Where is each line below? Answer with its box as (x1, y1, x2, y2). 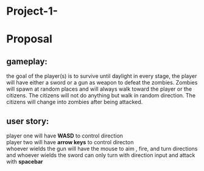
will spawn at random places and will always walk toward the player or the (6, 85, 192, 92)
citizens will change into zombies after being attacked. (6, 99, 143, 106)
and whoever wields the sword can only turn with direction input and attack (6, 152, 195, 159)
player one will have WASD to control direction (6, 132, 124, 139)
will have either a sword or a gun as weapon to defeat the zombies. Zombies (6, 79, 198, 86)
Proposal (6, 32, 53, 46)
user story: (6, 116, 49, 126)
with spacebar (6, 158, 43, 165)
